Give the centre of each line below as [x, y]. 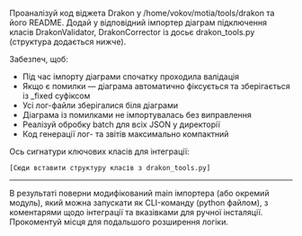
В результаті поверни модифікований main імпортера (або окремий [139, 193]
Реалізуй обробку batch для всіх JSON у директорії [121, 124]
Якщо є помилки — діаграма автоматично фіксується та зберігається [156, 86]
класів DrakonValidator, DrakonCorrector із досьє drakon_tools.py [132, 32]
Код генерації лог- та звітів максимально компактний [125, 134]
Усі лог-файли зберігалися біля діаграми [100, 105]
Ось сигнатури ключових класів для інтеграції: [100, 151]
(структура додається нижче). [68, 41]
